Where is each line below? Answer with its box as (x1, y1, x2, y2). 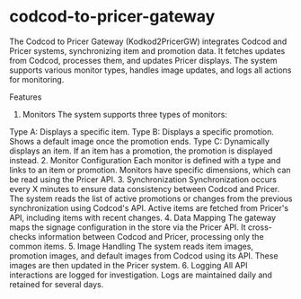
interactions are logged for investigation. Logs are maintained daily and (9, 269, 272, 280)
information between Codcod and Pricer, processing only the (38, 231, 264, 242)
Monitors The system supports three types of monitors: (22, 109, 227, 119)
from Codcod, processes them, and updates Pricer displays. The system (9, 55, 278, 66)
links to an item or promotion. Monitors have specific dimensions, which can (9, 164, 291, 175)
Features (9, 92, 42, 102)
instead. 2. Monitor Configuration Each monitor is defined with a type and (9, 154, 281, 165)
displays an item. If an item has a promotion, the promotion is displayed (9, 145, 273, 156)
